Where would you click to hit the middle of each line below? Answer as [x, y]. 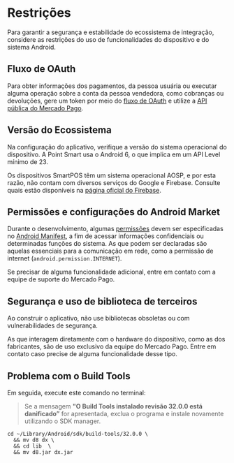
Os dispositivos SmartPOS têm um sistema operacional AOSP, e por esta [112, 175]
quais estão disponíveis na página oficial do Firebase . [85, 190]
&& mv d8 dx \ [34, 440]
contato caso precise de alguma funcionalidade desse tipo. [93, 354]
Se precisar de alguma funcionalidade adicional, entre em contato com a [112, 272]
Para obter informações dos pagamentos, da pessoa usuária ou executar [112, 86]
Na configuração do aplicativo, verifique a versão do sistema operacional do [117, 147]
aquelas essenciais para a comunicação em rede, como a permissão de [110, 251]
